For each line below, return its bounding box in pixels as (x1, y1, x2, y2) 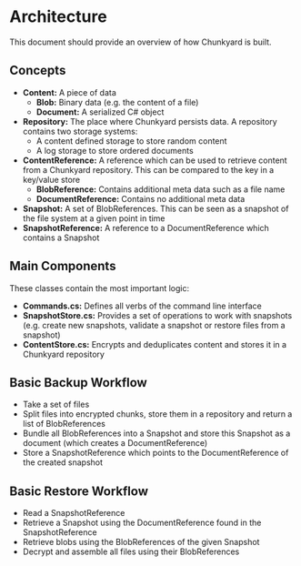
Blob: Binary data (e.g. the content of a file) (35, 96, 199, 107)
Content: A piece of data (22, 86, 116, 97)
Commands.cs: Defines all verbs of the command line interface (22, 300, 262, 311)
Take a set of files (22, 399, 90, 410)
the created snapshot (22, 457, 103, 468)
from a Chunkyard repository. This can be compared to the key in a (22, 164, 275, 175)
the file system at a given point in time (22, 212, 166, 224)
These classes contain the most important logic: (9, 282, 189, 293)
